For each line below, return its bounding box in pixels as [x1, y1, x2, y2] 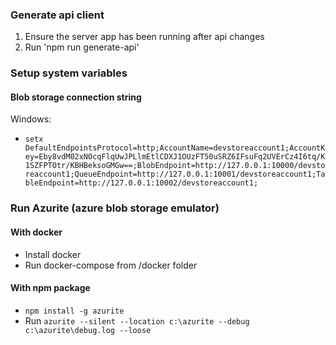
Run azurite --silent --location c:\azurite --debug [24, 314, 250, 327]
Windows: [10, 113, 52, 125]
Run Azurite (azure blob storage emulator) [10, 201, 220, 215]
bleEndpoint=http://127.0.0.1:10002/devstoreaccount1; [24, 178, 259, 188]
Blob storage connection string [10, 91, 142, 103]
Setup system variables [10, 66, 128, 80]
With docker [10, 226, 63, 238]
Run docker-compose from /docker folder [24, 259, 198, 271]
